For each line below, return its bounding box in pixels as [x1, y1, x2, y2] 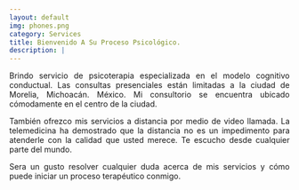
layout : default [9, 12, 69, 22]
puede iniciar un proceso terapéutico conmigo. [9, 170, 181, 182]
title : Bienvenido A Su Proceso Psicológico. [9, 37, 181, 47]
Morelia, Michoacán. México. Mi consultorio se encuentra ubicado [9, 90, 290, 100]
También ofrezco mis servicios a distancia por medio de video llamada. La [9, 116, 290, 127]
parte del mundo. [9, 144, 73, 155]
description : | [9, 46, 66, 55]
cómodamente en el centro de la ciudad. [9, 99, 158, 109]
